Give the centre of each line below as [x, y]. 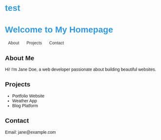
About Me [20, 58]
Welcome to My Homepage [59, 30]
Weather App [24, 101]
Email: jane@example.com [30, 132]
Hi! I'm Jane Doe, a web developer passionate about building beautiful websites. [81, 69]
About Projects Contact [36, 43]
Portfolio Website [28, 96]
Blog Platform [25, 106]
